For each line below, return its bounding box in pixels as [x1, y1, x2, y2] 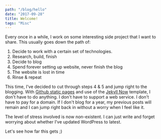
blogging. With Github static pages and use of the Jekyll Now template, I [5, 89, 151, 95]
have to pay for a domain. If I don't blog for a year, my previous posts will [5, 99, 152, 105]
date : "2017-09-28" [5, 12, 45, 17]
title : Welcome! [5, 16, 38, 21]
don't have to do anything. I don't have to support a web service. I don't [5, 94, 149, 100]
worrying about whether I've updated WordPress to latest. [5, 119, 122, 125]
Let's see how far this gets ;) [5, 128, 62, 134]
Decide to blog [12, 59, 42, 65]
